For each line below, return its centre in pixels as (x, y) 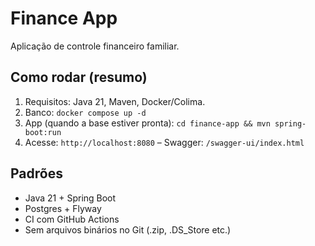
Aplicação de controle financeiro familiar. (95, 46)
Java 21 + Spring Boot (70, 198)
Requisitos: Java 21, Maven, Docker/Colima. (115, 101)
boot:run (43, 132)
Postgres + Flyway (63, 208)
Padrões (36, 173)
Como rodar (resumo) (79, 77)
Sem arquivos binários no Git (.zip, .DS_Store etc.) (128, 229)
